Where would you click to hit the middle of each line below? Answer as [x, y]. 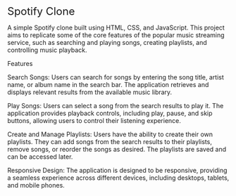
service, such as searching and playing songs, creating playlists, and [107, 43]
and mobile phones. [36, 185]
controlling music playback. [47, 50]
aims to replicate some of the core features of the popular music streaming [116, 35]
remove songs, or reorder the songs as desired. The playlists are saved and [117, 149]
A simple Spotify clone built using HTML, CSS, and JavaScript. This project [116, 27]
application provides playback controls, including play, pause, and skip [110, 113]
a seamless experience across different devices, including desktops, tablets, [118, 178]
